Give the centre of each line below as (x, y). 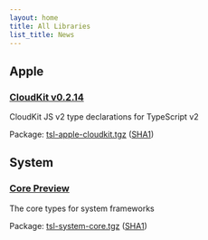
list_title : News (42, 34)
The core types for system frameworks (82, 208)
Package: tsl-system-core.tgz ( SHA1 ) (78, 226)
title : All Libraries (50, 26)
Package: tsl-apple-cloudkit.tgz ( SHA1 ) (82, 134)
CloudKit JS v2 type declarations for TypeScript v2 (104, 117)
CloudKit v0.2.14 (47, 97)
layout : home (34, 18)
